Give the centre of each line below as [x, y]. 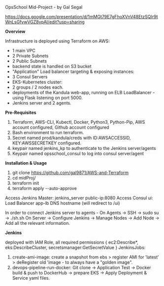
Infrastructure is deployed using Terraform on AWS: [57, 41]
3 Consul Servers [30, 77]
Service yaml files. [31, 278]
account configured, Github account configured [61, 127]
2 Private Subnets [30, 56]
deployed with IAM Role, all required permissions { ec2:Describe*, [72, 242]
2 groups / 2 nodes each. [38, 87]
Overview [15, 31]
